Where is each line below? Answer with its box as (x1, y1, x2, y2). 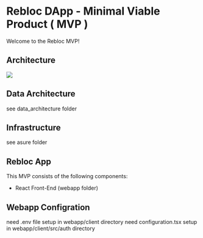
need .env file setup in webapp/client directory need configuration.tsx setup (6, 218, 198, 225)
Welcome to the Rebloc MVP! (6, 37, 80, 45)
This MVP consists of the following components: (6, 173, 128, 180)
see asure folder (6, 139, 48, 146)
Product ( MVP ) (6, 17, 88, 31)
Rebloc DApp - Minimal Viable (6, 4, 160, 18)
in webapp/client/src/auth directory (6, 225, 96, 232)
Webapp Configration (6, 202, 90, 212)
